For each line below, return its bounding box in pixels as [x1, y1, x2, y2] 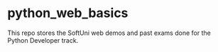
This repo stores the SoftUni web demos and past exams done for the [7, 28, 211, 37]
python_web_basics [7, 5, 129, 21]
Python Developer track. [7, 36, 79, 44]
